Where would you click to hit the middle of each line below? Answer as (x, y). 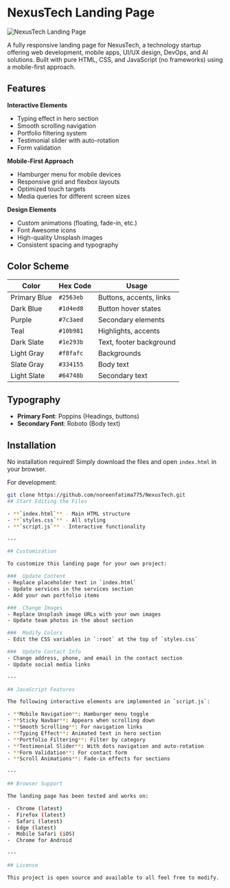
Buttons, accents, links (134, 297)
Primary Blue (31, 297)
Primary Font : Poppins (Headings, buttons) (78, 417)
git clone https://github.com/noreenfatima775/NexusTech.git (96, 495)
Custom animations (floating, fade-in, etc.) (77, 223)
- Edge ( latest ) (32, 828)
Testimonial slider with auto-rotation (68, 140)
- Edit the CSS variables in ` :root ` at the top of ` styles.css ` (102, 640)
